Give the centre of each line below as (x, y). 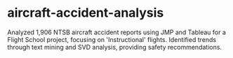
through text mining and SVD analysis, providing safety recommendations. (115, 47)
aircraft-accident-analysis (86, 13)
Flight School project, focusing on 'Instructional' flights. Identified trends (112, 39)
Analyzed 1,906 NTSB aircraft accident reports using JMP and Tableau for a (117, 32)
